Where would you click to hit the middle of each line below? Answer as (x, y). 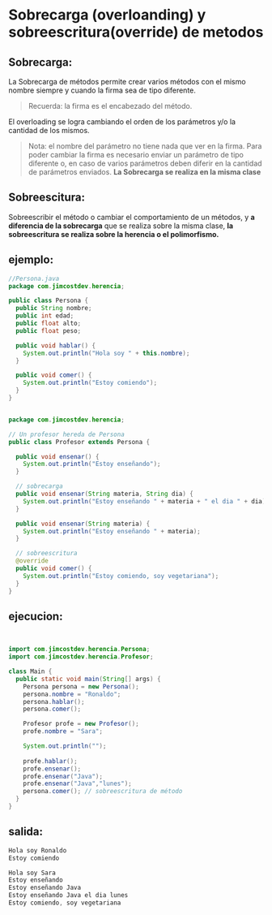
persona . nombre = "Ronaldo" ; (72, 694)
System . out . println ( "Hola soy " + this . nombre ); (106, 353)
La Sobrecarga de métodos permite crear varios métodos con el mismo (127, 82)
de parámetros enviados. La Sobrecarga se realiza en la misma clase (144, 172)
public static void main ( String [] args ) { (88, 679)
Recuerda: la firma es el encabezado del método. (110, 106)
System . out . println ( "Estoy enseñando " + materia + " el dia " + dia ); (146, 501)
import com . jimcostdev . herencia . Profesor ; (81, 657)
